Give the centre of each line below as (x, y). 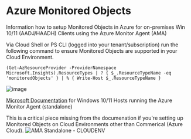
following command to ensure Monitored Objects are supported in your (92, 50)
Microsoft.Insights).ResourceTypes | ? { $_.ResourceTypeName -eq (89, 73)
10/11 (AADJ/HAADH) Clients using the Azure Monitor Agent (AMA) (86, 33)
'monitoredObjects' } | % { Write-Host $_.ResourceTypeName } (83, 78)
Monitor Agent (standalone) (39, 106)
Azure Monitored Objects (69, 11)
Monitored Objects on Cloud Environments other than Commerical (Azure (95, 124)
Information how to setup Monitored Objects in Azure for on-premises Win (96, 27)
